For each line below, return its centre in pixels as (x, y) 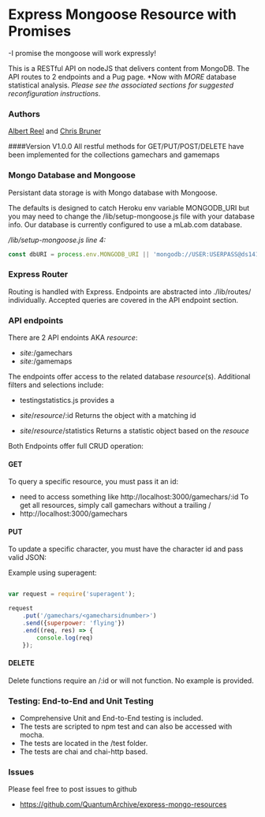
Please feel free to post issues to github (73, 789)
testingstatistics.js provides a (67, 400)
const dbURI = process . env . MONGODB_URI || (79, 254)
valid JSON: (28, 558)
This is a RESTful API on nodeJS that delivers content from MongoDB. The (129, 68)
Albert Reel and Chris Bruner (54, 131)
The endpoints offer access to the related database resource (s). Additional (129, 377)
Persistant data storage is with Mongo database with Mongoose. (113, 192)
